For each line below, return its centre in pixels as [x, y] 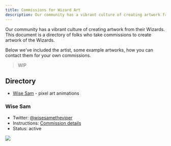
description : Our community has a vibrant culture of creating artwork [83, 15]
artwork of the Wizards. [30, 40]
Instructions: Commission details [47, 123]
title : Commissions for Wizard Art [43, 10]
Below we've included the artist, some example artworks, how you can [79, 50]
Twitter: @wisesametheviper [42, 118]
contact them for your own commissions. [48, 55]
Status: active [27, 128]
